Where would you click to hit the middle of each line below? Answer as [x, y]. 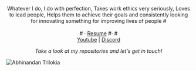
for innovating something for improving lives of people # [99, 21]
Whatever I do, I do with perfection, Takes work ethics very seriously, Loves [99, 9]
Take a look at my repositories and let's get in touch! [99, 51]
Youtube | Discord [99, 40]
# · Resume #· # [99, 33]
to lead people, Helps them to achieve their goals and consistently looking [99, 15]
